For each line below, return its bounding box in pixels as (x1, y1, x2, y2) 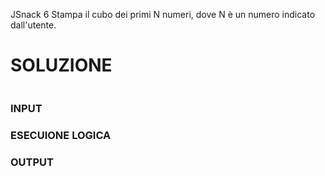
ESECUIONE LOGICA (10, 128, 112, 142)
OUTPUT (10, 155, 54, 169)
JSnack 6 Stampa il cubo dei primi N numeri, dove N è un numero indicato (10, 9, 316, 20)
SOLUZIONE (10, 54, 113, 77)
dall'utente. (10, 19, 57, 31)
